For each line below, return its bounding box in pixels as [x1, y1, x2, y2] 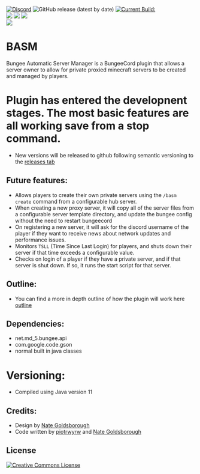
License [6, 445, 37, 456]
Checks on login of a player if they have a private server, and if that [14, 255, 181, 263]
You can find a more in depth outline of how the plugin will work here [14, 295, 185, 302]
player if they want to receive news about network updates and [14, 229, 171, 237]
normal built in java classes [14, 347, 82, 354]
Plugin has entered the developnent [6, 94, 187, 108]
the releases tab [14, 158, 55, 165]
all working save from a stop [6, 119, 150, 133]
